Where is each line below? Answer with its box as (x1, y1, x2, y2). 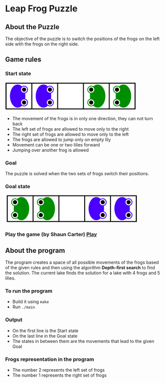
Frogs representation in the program (5, 356, 94, 363)
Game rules (5, 55, 42, 64)
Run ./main (12, 304, 36, 310)
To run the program (5, 287, 53, 294)
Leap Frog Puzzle (5, 3, 78, 14)
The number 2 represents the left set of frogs (12, 367, 105, 373)
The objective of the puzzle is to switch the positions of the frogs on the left (5, 36, 160, 42)
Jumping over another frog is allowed (12, 147, 89, 153)
